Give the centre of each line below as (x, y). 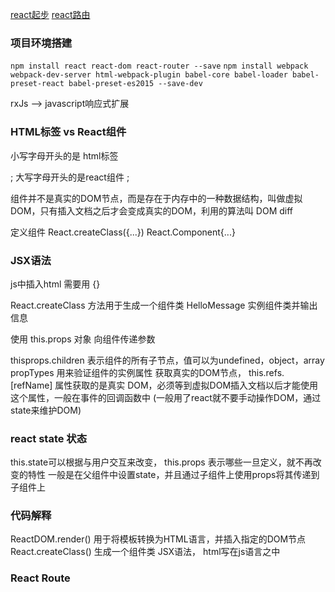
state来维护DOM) (46, 410)
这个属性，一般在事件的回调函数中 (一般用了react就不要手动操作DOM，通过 (166, 397)
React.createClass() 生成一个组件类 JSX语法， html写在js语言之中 (145, 552)
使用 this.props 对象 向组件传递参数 (83, 339)
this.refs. (266, 372)
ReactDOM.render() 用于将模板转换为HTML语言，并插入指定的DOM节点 (158, 539)
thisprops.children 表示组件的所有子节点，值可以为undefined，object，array (167, 360)
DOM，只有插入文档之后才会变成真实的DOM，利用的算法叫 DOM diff (152, 210)
